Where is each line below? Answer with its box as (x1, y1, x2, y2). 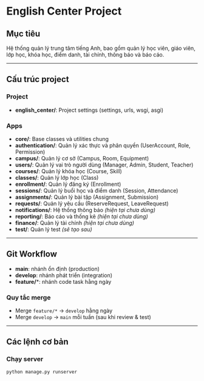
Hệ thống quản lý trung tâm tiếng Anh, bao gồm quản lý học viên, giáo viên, (6, 44, 195, 52)
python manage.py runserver (6, 369, 78, 375)
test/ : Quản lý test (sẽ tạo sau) (15, 225, 92, 233)
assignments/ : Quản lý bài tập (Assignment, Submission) (15, 193, 159, 201)
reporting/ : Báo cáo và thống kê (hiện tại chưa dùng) (15, 213, 149, 220)
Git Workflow (6, 249, 58, 259)
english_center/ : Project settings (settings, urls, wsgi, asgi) (15, 106, 164, 114)
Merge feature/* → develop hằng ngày (15, 307, 113, 314)
